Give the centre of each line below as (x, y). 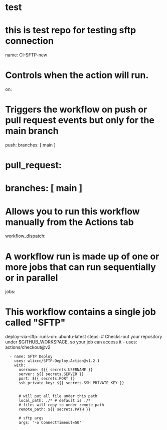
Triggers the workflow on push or (76, 110)
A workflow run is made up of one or (82, 256)
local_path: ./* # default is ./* (55, 401)
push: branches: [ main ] (31, 145)
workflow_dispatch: (26, 236)
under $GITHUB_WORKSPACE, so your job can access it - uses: (71, 342)
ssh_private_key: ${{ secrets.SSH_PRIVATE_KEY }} (71, 383)
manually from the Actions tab (69, 222)
